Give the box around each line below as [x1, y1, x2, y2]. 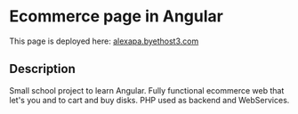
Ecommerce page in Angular [9, 6, 224, 27]
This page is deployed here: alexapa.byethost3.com [9, 36, 199, 46]
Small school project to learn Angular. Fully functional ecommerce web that [9, 85, 285, 95]
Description [9, 61, 76, 77]
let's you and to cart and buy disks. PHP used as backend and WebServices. [9, 94, 290, 105]
